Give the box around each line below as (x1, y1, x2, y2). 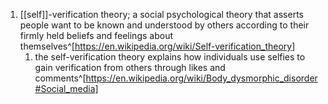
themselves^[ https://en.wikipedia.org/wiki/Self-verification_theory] (19, 40, 296, 52)
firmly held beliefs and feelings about (19, 30, 173, 41)
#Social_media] (34, 83, 99, 94)
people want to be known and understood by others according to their (19, 19, 310, 31)
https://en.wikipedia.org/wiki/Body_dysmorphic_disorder (85, 72, 318, 84)
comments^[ (34, 72, 87, 84)
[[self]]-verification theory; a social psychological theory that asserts (19, 9, 304, 20)
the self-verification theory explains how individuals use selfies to (34, 51, 306, 63)
